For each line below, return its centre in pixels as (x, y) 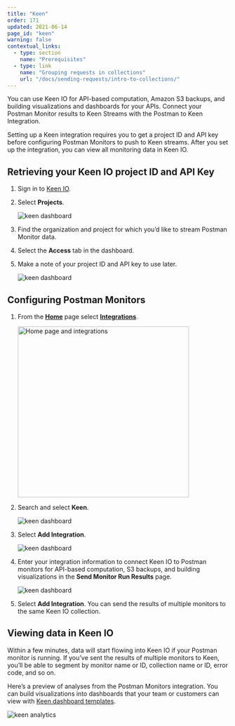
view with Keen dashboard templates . (61, 701)
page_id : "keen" (31, 33)
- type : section (37, 53)
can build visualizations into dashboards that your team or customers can (113, 693)
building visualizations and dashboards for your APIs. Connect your (105, 107)
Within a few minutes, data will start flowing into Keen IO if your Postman (112, 650)
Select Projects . (41, 202)
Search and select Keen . (53, 507)
